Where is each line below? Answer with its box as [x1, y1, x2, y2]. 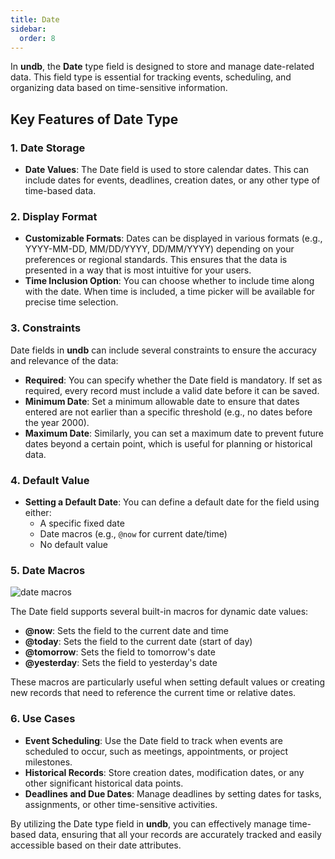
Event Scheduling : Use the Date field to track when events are [24, 734, 284, 746]
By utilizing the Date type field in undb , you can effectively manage [10, 817, 288, 830]
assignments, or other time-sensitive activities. [24, 798, 218, 810]
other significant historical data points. [24, 777, 184, 789]
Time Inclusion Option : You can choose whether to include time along [24, 275, 315, 287]
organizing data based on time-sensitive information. [10, 82, 228, 94]
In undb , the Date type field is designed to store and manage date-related [10, 61, 315, 73]
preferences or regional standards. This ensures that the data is [24, 254, 288, 266]
